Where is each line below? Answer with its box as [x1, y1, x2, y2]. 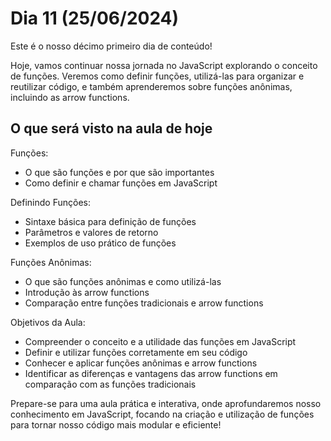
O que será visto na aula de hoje [10, 120, 213, 137]
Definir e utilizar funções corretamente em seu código [24, 346, 248, 358]
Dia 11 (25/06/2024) [10, 7, 180, 30]
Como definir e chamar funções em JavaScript [24, 177, 218, 189]
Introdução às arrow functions [24, 286, 150, 298]
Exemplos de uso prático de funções [24, 237, 177, 249]
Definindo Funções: [10, 196, 91, 208]
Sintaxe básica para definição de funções [24, 215, 197, 227]
